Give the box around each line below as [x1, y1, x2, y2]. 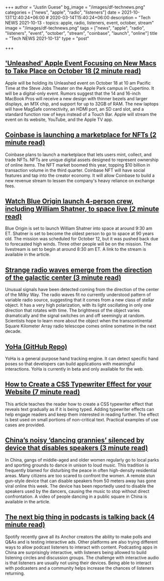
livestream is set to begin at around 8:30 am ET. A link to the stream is [5, 246, 146, 252]
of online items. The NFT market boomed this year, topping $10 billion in [5, 162, 150, 168]
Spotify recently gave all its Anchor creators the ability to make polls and [5, 533, 151, 540]
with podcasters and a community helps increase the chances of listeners [5, 565, 154, 571]
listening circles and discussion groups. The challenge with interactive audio [5, 554, 159, 560]
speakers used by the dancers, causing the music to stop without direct [5, 488, 150, 494]
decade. [5, 328, 22, 334]
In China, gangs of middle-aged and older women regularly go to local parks [5, 457, 159, 463]
